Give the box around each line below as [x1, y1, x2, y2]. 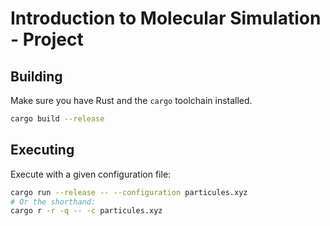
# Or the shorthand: [10, 197, 97, 207]
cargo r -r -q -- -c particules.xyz [10, 206, 163, 216]
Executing [10, 142, 75, 159]
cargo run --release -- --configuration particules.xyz [10, 187, 248, 197]
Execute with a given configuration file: [10, 168, 172, 180]
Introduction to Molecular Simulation [10, 7, 322, 30]
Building [10, 68, 63, 85]
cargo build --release [10, 114, 105, 124]
